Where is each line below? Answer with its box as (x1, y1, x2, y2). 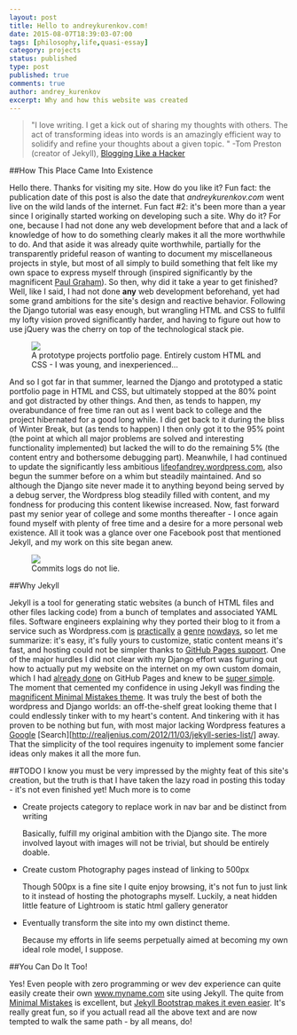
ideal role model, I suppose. (21, 944, 124, 955)
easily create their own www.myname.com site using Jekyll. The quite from (9, 988, 284, 999)
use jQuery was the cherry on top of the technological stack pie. (9, 324, 245, 335)
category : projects (9, 46, 82, 55)
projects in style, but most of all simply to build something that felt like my (9, 258, 278, 269)
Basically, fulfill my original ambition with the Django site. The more (21, 828, 268, 839)
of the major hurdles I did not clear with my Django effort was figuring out (9, 654, 277, 665)
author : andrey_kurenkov (9, 87, 101, 96)
